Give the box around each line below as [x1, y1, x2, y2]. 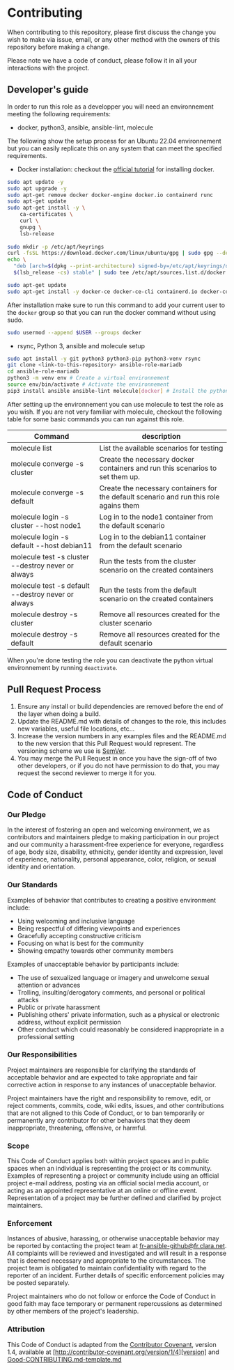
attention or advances [17, 981, 81, 989]
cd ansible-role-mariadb [7, 368, 79, 375]
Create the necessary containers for [99, 483, 217, 492]
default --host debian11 [10, 540, 93, 550]
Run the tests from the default [99, 585, 197, 595]
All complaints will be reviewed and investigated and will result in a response [7, 1249, 227, 1258]
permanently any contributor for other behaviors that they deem [7, 1116, 191, 1124]
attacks [17, 995, 39, 1004]
